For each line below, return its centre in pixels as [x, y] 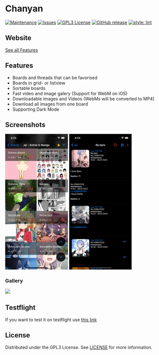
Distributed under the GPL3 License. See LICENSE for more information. [79, 347]
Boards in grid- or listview [39, 83]
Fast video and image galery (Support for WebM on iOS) [70, 93]
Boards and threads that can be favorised [55, 77]
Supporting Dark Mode [36, 109]
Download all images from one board [50, 104]
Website [18, 38]
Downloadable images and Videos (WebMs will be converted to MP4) [83, 99]
